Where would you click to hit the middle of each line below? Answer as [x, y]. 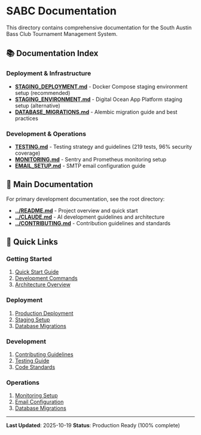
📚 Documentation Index [52, 53]
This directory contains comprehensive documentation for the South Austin [99, 27]
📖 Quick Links [32, 242]
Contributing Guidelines [44, 354]
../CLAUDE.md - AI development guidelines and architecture [90, 217]
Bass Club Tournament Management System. [62, 33]
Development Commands [46, 278]
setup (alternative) [38, 105]
